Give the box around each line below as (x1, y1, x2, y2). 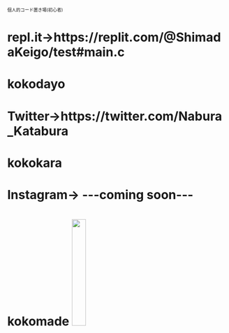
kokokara (7, 155, 63, 170)
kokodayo (7, 76, 66, 92)
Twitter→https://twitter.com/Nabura (7, 108, 222, 124)
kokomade (7, 313, 70, 329)
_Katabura (7, 123, 68, 139)
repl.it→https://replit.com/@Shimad (7, 29, 221, 45)
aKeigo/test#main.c (7, 45, 125, 60)
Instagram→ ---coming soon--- (7, 186, 194, 202)
